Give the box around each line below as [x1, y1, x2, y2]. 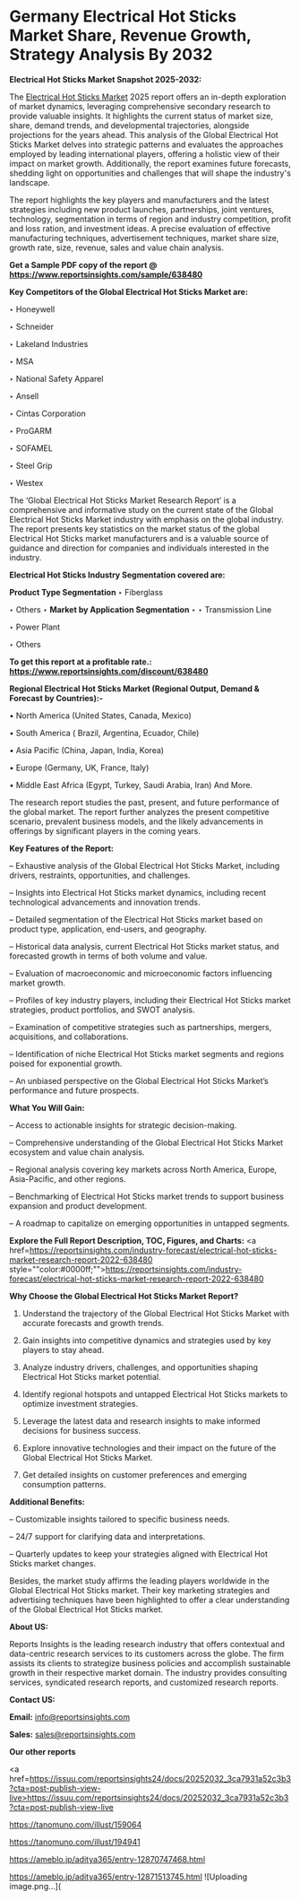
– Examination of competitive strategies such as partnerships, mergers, [9, 1021, 272, 1032]
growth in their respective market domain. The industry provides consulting [9, 1667, 287, 1678]
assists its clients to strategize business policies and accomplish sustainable [9, 1657, 291, 1669]
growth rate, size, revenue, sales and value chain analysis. [9, 242, 224, 253]
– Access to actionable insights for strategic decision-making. [9, 1119, 237, 1131]
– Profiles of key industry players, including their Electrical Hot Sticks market [9, 994, 291, 1005]
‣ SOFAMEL [9, 442, 54, 454]
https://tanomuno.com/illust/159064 [9, 1818, 142, 1830]
